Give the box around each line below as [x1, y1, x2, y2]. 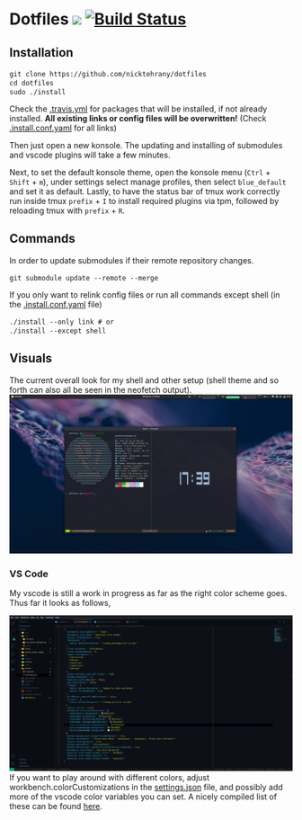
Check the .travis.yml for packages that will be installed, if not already [9, 103, 268, 114]
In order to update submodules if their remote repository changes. [9, 254, 254, 265]
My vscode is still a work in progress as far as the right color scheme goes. [9, 588, 288, 599]
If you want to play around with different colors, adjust [9, 771, 209, 782]
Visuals [9, 351, 52, 366]
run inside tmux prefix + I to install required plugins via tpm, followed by [9, 196, 280, 206]
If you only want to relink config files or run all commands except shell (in [9, 289, 280, 300]
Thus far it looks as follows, [9, 598, 111, 609]
